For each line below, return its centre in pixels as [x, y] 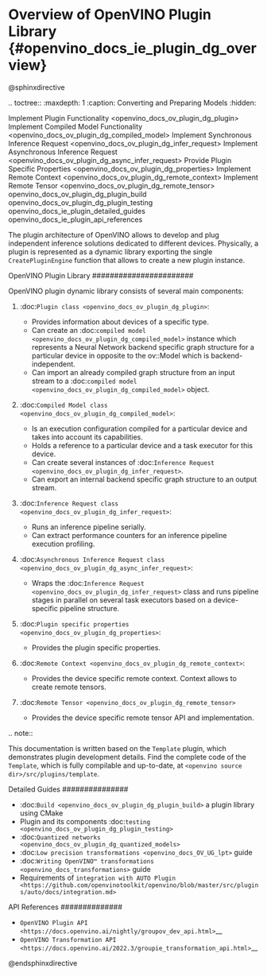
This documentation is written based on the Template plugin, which [117, 748]
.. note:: [21, 733]
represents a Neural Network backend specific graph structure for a [143, 347]
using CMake [41, 813]
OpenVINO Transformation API [68, 939]
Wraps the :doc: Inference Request [88, 583]
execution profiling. [63, 544]
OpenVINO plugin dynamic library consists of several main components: [126, 291]
